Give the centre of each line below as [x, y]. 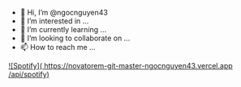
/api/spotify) [29, 74]
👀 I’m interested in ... [54, 21]
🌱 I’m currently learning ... [63, 29]
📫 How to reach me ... [58, 47]
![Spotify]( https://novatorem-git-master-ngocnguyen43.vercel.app [120, 66]
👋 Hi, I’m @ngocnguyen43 [64, 12]
